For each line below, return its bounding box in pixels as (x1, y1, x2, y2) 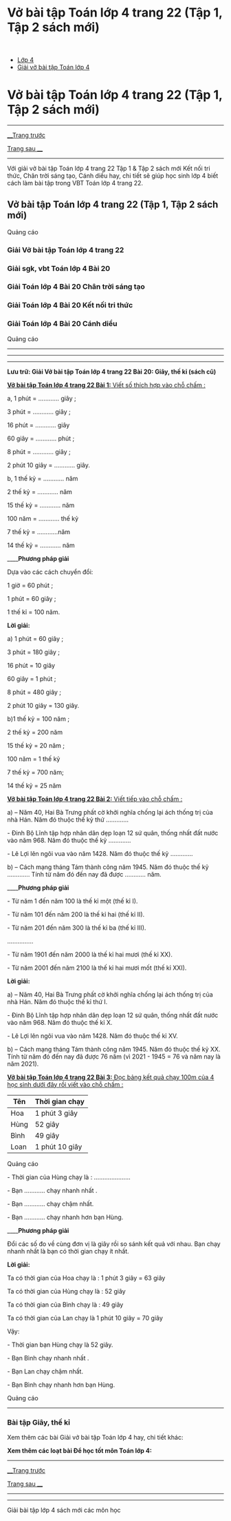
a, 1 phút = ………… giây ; (7, 394, 77, 402)
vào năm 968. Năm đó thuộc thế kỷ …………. (7, 836, 131, 844)
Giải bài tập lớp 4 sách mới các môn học (7, 1506, 122, 1514)
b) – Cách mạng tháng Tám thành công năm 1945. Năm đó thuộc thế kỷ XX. (7, 1045, 221, 1053)
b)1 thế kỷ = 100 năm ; (7, 715, 70, 723)
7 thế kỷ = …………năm (7, 527, 71, 535)
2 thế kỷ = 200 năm (7, 728, 63, 736)
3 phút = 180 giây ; (7, 648, 60, 656)
